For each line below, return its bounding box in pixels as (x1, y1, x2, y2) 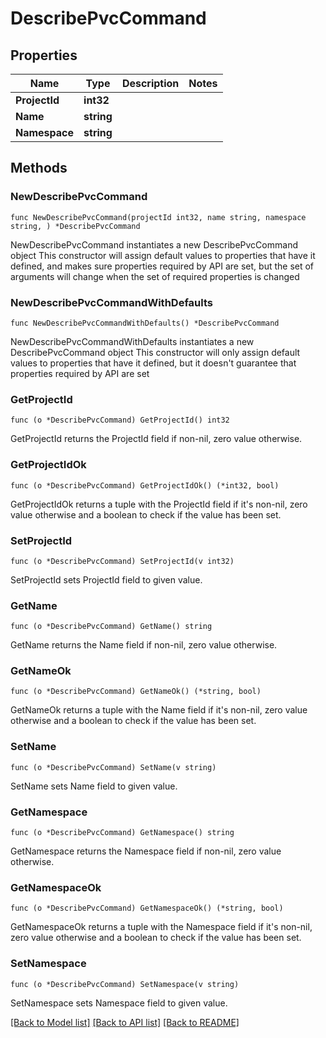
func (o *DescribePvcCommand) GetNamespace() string (10, 828, 235, 838)
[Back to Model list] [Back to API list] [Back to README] (10, 1016, 240, 1028)
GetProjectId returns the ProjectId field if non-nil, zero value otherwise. (10, 433, 303, 445)
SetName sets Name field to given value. (10, 780, 178, 792)
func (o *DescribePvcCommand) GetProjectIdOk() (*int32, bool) (10, 480, 280, 491)
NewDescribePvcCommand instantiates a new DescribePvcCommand (10, 238, 298, 251)
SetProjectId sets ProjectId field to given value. (10, 573, 203, 586)
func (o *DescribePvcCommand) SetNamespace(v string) (10, 979, 240, 989)
